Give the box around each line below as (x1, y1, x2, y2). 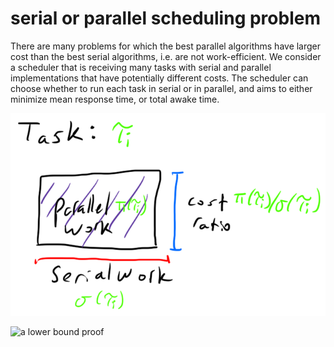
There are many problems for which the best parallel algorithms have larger (10, 40, 322, 52)
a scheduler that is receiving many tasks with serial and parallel (10, 61, 272, 73)
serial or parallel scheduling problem (10, 7, 321, 30)
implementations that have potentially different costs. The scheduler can (10, 72, 309, 84)
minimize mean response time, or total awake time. (10, 93, 220, 105)
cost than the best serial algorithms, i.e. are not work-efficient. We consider (10, 50, 322, 62)
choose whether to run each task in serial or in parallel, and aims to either (10, 82, 313, 94)
